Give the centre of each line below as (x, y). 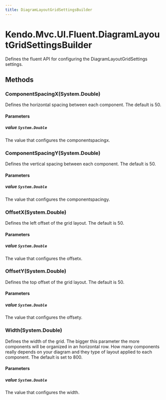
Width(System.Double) (34, 330)
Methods (19, 79)
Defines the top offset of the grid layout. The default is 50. (65, 282)
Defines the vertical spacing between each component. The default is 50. (81, 164)
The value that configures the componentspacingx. (58, 140)
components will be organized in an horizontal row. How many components (82, 346)
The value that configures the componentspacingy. (58, 199)
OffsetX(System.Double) (36, 212)
